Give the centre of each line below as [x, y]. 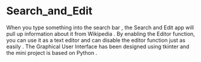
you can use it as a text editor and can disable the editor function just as [96, 40]
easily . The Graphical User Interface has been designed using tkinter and [98, 46]
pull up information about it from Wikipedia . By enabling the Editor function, [101, 33]
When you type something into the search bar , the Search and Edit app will [100, 27]
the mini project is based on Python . [52, 52]
